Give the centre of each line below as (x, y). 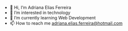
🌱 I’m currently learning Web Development (53, 18)
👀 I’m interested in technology (40, 13)
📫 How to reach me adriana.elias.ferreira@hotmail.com (66, 23)
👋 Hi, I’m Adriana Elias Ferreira (40, 8)
